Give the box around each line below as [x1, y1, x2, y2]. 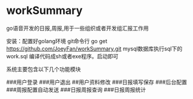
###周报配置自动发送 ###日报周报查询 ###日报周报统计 [6, 86, 146, 93]
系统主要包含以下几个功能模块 [6, 65, 81, 73]
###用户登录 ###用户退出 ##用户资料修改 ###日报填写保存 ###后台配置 [6, 78, 187, 86]
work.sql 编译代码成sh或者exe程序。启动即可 [6, 52, 119, 60]
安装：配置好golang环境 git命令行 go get [6, 37, 107, 44]
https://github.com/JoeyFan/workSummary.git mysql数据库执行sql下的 [6, 45, 183, 52]
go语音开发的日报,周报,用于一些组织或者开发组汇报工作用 [6, 24, 149, 32]
